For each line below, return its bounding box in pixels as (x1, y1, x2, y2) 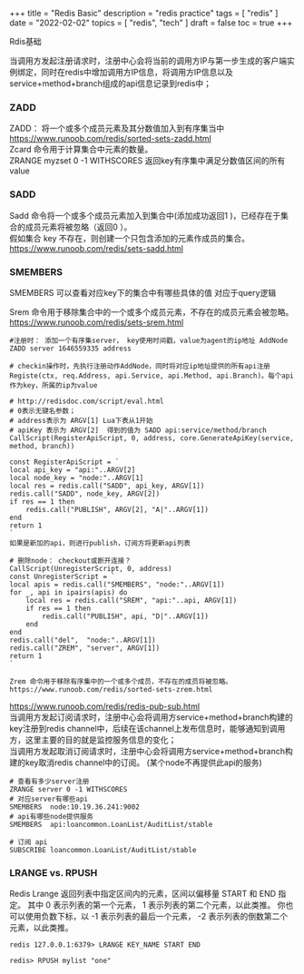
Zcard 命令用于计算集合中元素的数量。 (9, 144, 153, 155)
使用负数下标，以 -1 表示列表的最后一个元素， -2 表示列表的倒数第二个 (25, 911, 289, 922)
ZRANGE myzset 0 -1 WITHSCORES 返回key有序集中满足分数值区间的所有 (9, 155, 286, 166)
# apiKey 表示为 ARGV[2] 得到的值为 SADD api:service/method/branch (9, 426, 268, 435)
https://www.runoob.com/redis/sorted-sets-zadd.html (9, 133, 211, 144)
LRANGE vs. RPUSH (9, 866, 98, 879)
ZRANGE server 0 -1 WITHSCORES (9, 784, 128, 793)
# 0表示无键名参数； (9, 406, 76, 416)
